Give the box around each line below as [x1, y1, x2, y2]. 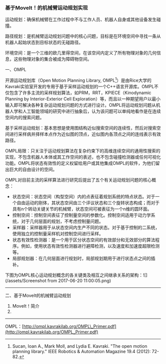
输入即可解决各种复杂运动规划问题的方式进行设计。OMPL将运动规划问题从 [5, 102, 157, 108]
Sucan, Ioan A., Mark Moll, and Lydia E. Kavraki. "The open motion [12, 343, 147, 349]
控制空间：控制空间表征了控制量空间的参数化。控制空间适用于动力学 [12, 212, 151, 218]
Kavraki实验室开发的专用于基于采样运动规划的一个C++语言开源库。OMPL [5, 83, 155, 90]
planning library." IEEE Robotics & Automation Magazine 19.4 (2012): [12, 348, 151, 354]
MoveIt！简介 [12, 303, 40, 309]
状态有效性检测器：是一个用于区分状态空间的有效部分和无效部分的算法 [12, 236, 156, 243]
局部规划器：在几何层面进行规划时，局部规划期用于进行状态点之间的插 [12, 255, 156, 261]
